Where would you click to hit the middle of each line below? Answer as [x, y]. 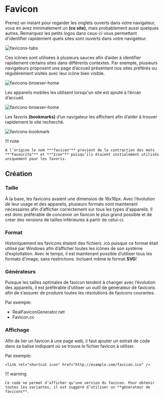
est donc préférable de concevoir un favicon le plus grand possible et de [79, 214]
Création [19, 174]
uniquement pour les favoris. [36, 159]
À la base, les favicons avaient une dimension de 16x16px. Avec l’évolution [80, 199]
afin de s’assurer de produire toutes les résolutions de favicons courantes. [80, 293]
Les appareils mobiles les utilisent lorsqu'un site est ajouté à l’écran [73, 92]
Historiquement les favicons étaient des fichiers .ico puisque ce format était [82, 243]
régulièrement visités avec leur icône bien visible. [55, 73]
